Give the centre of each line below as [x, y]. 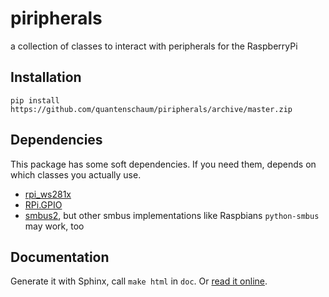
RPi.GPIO [43, 204]
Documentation [60, 257]
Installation [46, 77]
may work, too [54, 226]
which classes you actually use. [76, 174]
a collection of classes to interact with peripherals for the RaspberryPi [154, 46]
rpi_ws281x [48, 194]
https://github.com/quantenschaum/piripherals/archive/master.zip [151, 109]
